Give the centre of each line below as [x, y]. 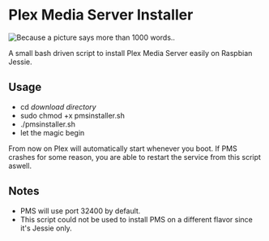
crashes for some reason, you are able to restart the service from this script [135, 157]
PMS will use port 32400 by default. [80, 211]
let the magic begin [52, 132]
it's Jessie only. [46, 228]
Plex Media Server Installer [101, 15]
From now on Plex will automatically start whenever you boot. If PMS [123, 148]
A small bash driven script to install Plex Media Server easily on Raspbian [130, 53]
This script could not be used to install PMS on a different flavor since [136, 219]
